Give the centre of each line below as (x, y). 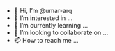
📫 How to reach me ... (46, 40)
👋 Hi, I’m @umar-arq (43, 11)
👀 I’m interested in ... (43, 18)
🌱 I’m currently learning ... (51, 25)
